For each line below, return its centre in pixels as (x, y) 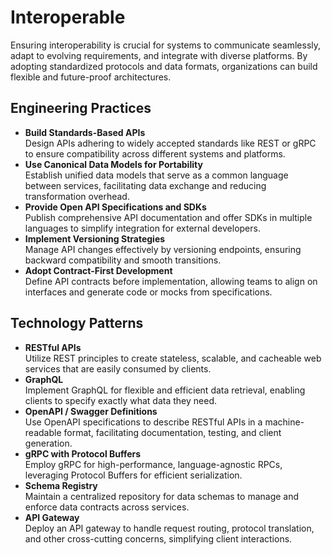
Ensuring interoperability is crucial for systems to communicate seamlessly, (166, 45)
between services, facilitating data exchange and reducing (145, 185)
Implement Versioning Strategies (95, 238)
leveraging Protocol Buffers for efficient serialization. (133, 475)
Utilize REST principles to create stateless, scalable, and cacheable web (173, 358)
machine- (284, 422)
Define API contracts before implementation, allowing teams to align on (171, 281)
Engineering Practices (81, 108)
